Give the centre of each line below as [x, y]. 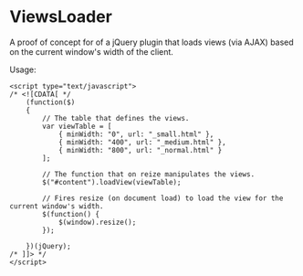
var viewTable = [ [77, 126]
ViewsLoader [61, 17]
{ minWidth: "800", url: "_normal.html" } [140, 150]
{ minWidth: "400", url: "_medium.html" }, [142, 142]
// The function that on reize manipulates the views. [149, 174]
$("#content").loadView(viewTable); [112, 182]
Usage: [23, 69]
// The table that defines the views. [116, 118]
